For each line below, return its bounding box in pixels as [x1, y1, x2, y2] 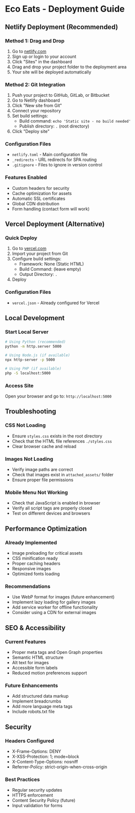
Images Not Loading [5, 455, 53, 462]
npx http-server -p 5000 [5, 358, 55, 362]
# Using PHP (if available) [5, 366, 62, 371]
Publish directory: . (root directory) [19, 123, 90, 129]
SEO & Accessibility [5, 624, 66, 632]
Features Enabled [5, 174, 47, 181]
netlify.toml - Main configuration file [12, 152, 88, 158]
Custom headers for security [12, 185, 70, 191]
